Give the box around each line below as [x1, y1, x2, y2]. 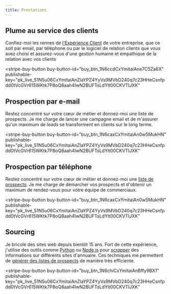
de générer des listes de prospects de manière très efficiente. [5, 257, 135, 263]
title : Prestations [5, 7, 47, 13]
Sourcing [5, 228, 35, 236]
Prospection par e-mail [5, 97, 80, 106]
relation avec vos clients [5, 56, 56, 62]
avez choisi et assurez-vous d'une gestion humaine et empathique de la [5, 51, 157, 57]
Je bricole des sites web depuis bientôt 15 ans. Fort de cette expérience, [5, 241, 158, 248]
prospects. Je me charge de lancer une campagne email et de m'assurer [5, 116, 158, 122]
